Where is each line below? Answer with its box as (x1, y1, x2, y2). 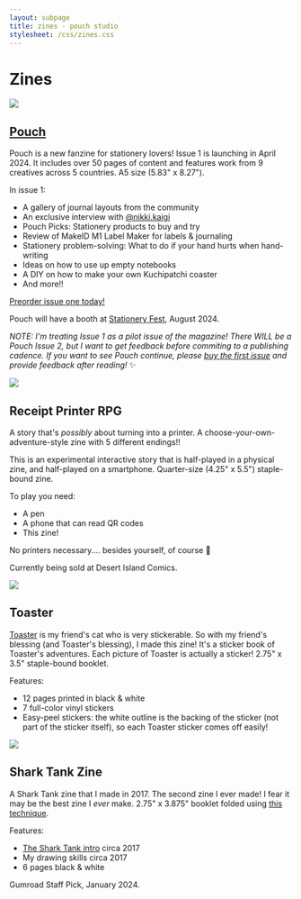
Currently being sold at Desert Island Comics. (9, 562, 178, 573)
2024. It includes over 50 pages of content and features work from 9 (9, 158, 263, 168)
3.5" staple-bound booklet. (9, 658, 110, 668)
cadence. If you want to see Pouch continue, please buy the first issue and (9, 350, 288, 361)
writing (22, 250, 49, 261)
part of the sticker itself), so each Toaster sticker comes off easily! (22, 722, 269, 732)
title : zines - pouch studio (9, 22, 119, 31)
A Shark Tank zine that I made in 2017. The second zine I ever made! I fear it (9, 788, 290, 799)
